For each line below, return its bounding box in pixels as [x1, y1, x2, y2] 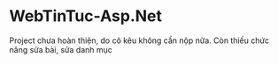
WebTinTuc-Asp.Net [9, 6, 162, 26]
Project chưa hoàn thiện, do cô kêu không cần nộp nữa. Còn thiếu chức [9, 35, 270, 46]
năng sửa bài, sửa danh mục [9, 44, 113, 54]
